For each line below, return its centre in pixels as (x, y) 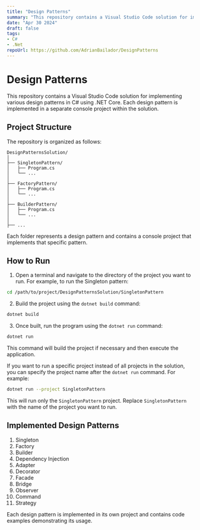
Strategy (26, 503)
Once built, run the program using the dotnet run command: (89, 326)
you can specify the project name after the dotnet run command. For (91, 372)
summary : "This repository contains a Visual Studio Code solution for (97, 17)
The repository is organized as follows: (54, 141)
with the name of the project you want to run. (62, 407)
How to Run (28, 261)
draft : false (23, 28)
